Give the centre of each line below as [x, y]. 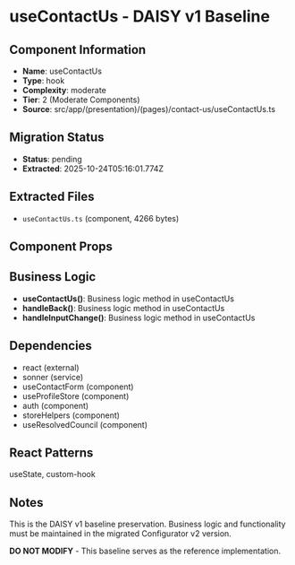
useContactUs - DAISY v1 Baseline [140, 17]
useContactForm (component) [78, 387]
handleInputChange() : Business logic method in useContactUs [139, 317]
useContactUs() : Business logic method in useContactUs [128, 299]
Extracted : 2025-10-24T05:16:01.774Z [93, 169]
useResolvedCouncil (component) [85, 424]
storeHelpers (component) [71, 415]
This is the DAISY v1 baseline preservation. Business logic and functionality [147, 524]
